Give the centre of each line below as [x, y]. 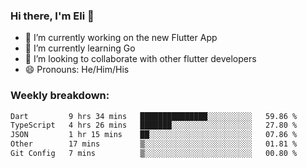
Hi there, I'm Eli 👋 [52, 16]
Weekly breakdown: [60, 96]
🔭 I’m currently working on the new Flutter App [121, 38]
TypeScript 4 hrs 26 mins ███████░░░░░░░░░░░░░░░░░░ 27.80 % [154, 125]
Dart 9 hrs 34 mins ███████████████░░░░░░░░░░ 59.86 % [154, 116]
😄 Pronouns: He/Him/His [77, 70]
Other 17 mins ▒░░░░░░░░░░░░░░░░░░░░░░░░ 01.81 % [154, 144]
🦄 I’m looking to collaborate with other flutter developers [140, 59]
